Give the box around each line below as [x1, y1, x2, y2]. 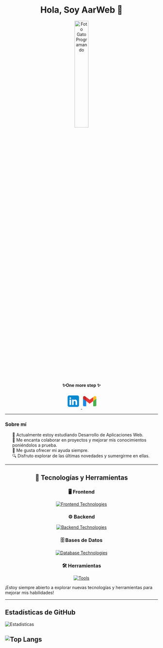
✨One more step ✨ [62, 382, 101, 388]
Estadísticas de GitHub [5, 608, 76, 617]
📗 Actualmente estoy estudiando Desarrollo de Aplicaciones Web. [12, 432, 144, 438]
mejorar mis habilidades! [5, 590, 54, 595]
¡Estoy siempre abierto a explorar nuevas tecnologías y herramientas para [5, 585, 153, 591]
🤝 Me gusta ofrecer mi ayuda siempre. [12, 448, 89, 453]
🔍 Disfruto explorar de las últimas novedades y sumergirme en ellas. [12, 453, 150, 459]
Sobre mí [5, 421, 27, 428]
